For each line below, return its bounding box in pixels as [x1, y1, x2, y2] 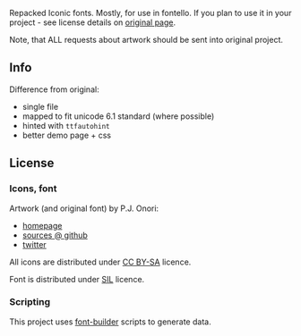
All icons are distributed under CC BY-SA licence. [9, 256, 192, 267]
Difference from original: [9, 84, 100, 95]
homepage [21, 220, 63, 231]
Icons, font [9, 182, 57, 195]
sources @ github [21, 230, 88, 240]
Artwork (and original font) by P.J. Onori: [9, 203, 159, 214]
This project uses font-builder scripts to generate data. [9, 316, 212, 327]
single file [21, 101, 59, 112]
